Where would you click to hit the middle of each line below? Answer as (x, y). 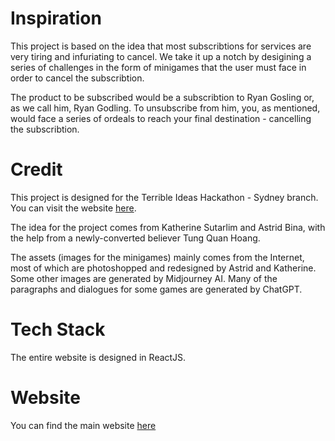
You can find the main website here (83, 425)
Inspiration (56, 18)
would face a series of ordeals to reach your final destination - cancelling (161, 118)
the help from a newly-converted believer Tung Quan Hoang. (135, 238)
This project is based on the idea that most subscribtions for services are (161, 46)
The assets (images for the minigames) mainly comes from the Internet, (157, 257)
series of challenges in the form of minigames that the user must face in (158, 67)
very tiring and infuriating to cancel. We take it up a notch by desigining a (161, 56)
